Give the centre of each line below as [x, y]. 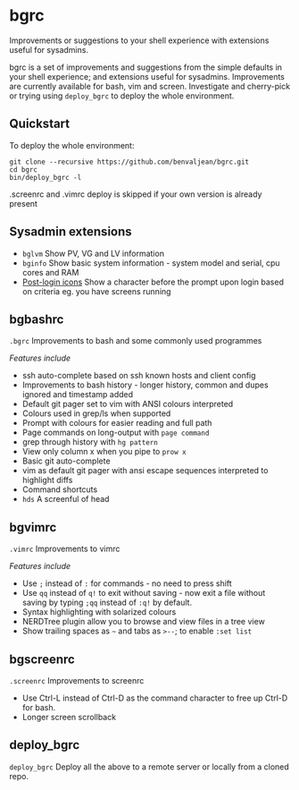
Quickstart [40, 124]
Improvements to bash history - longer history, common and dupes [145, 385]
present [24, 203]
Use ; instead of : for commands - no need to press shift [127, 583]
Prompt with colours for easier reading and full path [117, 423]
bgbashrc [37, 319]
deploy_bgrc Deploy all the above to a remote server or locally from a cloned [149, 767]
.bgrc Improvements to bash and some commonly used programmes [136, 341]
